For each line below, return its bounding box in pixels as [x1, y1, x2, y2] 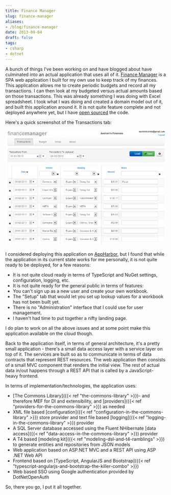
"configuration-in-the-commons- [93, 409, 163, 415]
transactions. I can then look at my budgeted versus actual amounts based [5, 87, 162, 94]
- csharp [5, 46, 24, 51]
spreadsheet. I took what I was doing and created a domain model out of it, [5, 98, 163, 105]
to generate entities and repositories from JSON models [12, 441, 131, 448]
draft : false [5, 35, 33, 40]
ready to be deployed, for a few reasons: [5, 262, 91, 268]
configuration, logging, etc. [12, 277, 70, 283]
